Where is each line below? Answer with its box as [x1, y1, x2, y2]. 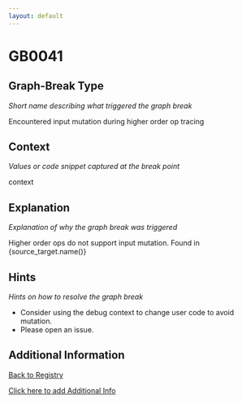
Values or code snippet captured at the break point [8, 162, 180, 171]
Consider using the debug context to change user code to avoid [19, 308, 235, 318]
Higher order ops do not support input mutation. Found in [8, 238, 201, 248]
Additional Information [8, 349, 125, 362]
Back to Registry [8, 370, 63, 379]
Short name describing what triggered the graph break [8, 101, 192, 110]
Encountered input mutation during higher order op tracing [8, 116, 205, 126]
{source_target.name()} [8, 247, 87, 257]
